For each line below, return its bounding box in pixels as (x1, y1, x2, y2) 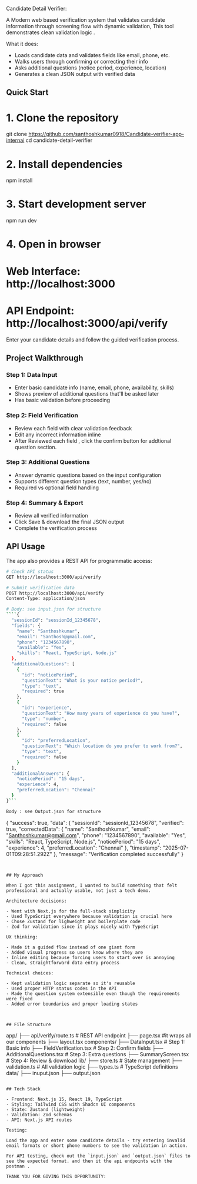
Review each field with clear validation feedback (14, 424, 132, 432)
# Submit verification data (6, 585, 75, 591)
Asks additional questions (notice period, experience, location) (14, 64, 166, 71)
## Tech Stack (6, 1086, 41, 1092)
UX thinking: (6, 934, 38, 940)
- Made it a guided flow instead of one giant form (6, 944, 135, 950)
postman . (6, 1163, 31, 1169)
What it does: (6, 41, 38, 47)
